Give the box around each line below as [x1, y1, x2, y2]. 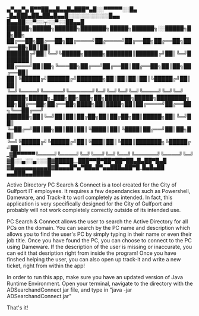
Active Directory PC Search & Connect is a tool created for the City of [7, 181, 177, 188]
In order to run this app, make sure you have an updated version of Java [7, 274, 184, 280]
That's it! [7, 304, 29, 311]
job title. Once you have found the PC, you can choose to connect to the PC [7, 237, 192, 244]
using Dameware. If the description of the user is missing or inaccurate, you [7, 244, 192, 250]
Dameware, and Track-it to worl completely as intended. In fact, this [7, 194, 173, 201]
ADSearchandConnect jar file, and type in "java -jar [7, 286, 132, 293]
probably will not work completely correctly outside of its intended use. [7, 207, 181, 213]
